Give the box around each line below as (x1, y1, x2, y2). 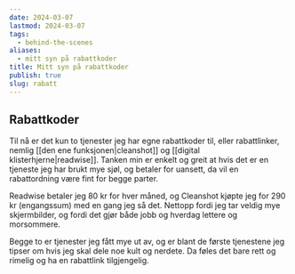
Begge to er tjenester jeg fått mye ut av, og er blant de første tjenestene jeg (9, 237, 285, 247)
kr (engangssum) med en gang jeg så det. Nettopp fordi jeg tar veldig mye (9, 200, 281, 211)
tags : (9, 29, 29, 38)
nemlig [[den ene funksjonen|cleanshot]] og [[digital (9, 145, 200, 156)
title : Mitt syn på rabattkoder (9, 63, 129, 72)
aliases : (9, 46, 42, 55)
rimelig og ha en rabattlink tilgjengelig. (9, 255, 149, 266)
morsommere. (9, 219, 60, 230)
